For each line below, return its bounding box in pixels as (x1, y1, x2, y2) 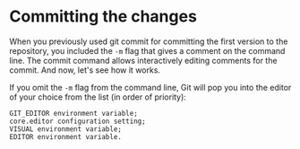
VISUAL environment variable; (9, 124, 123, 134)
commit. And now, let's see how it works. (9, 65, 161, 75)
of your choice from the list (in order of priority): (9, 92, 186, 102)
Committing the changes (9, 6, 197, 27)
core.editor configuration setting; (9, 117, 146, 126)
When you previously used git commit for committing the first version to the (9, 36, 288, 47)
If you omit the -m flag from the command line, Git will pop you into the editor (9, 82, 292, 92)
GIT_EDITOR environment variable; (9, 109, 139, 118)
